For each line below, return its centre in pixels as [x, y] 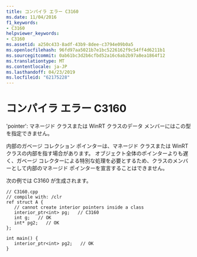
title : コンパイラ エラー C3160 [42, 12]
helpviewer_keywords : [33, 34]
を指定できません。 [30, 134]
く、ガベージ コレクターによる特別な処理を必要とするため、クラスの [89, 161]
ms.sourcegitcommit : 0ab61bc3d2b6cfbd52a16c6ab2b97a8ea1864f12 [86, 56]
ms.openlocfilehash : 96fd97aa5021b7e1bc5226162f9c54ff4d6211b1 [86, 50]
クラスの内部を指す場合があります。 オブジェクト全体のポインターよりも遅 [97, 154]
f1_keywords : [22, 22]
